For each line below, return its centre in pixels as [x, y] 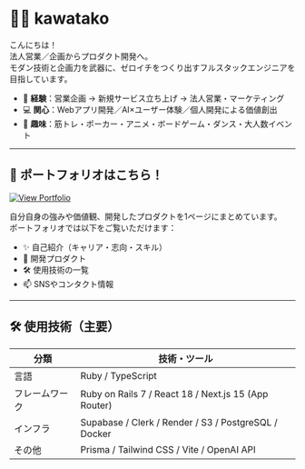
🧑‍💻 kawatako [59, 19]
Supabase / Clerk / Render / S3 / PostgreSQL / [179, 422]
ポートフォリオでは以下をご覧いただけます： [93, 227]
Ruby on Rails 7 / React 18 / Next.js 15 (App [174, 394]
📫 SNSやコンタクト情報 [68, 284]
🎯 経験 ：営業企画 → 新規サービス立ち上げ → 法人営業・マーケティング [153, 98]
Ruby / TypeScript [118, 375]
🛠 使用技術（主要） [64, 327]
